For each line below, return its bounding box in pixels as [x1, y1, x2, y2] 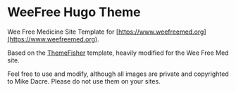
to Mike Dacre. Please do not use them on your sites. [7, 77, 161, 85]
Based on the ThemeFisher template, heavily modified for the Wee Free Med [7, 48, 229, 57]
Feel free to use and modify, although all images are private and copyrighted [7, 70, 229, 78]
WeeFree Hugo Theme [7, 4, 141, 20]
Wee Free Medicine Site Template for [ [7, 27, 119, 36]
